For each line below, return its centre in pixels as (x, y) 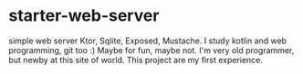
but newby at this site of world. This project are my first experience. (136, 60)
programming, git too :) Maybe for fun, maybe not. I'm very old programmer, (151, 50)
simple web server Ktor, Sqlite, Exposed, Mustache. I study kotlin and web (148, 41)
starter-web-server (84, 16)
